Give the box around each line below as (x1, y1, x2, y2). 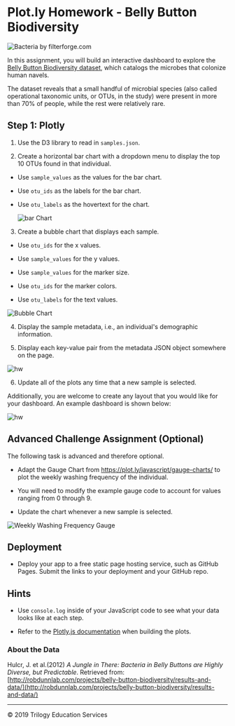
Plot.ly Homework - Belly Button (7, 4, 197, 20)
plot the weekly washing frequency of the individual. (17, 473, 169, 481)
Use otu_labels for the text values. (17, 295, 118, 304)
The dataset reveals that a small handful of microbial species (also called (7, 84, 218, 93)
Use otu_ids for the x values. (17, 241, 101, 249)
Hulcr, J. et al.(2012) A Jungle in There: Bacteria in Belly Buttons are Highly (7, 661, 224, 669)
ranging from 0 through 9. (17, 494, 92, 502)
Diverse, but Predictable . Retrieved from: (7, 668, 124, 677)
